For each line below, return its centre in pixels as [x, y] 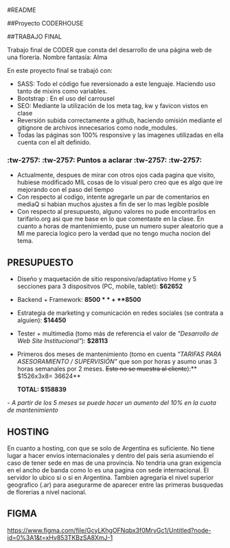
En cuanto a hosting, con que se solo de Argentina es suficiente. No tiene [111, 448]
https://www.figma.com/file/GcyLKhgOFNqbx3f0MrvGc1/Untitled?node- [109, 530]
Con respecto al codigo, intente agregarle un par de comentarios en [113, 197]
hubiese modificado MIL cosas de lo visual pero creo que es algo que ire [120, 182]
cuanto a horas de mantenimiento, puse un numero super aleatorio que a [120, 226]
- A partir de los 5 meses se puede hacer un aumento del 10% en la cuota [112, 403]
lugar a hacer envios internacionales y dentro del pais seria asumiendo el [111, 455]
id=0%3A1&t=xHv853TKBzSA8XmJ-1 [60, 537]
